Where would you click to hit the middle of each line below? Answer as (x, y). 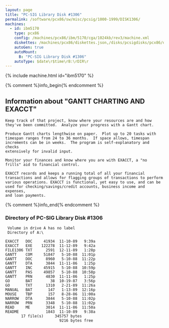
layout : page (19, 10)
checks (12, 147)
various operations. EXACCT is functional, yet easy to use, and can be (83, 182)
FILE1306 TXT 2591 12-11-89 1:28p (50, 250)
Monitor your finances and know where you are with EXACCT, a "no (76, 160)
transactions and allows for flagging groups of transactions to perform (84, 178)
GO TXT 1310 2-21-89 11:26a (50, 285)
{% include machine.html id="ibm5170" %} (50, 75)
